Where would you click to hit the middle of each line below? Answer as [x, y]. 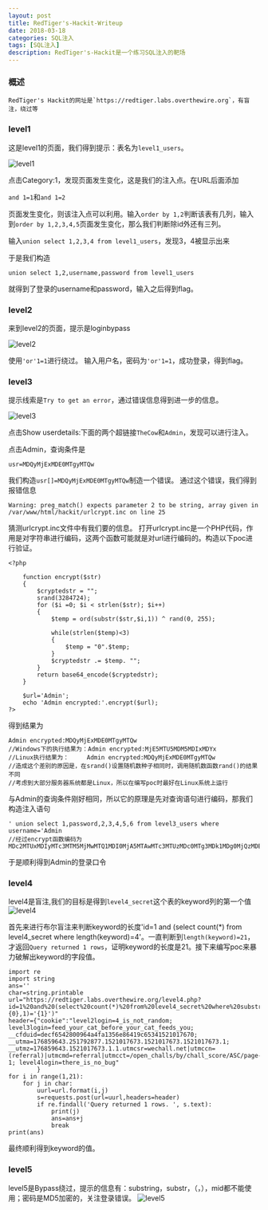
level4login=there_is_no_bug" [69, 1063]
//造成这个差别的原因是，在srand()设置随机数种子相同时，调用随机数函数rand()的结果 [133, 767]
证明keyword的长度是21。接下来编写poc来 [180, 947]
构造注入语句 [29, 809]
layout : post [30, 16]
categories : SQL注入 [41, 38]
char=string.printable [46, 993]
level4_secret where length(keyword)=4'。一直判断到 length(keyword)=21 [128, 937]
